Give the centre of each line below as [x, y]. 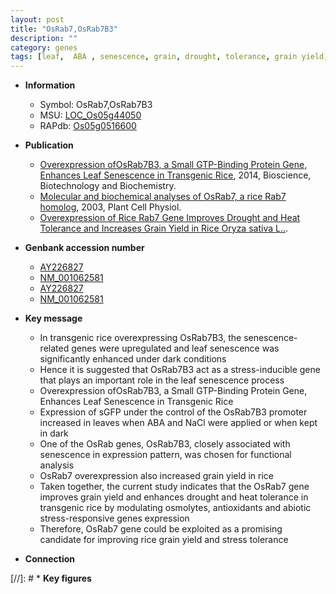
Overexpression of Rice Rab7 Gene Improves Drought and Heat [170, 218]
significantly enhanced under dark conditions [133, 359]
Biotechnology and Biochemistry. [108, 186]
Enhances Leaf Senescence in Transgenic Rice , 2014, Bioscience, [175, 175]
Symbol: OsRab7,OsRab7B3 [96, 105]
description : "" [44, 38]
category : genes [44, 47]
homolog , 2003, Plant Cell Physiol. [110, 207]
